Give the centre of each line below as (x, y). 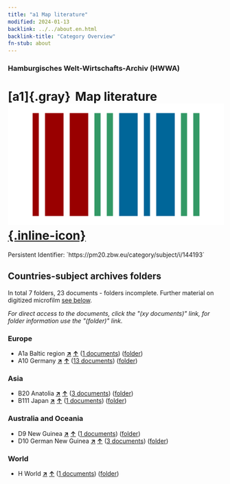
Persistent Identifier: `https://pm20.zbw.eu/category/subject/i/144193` (106, 255)
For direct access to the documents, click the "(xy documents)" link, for (109, 313)
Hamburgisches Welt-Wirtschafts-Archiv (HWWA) (94, 69)
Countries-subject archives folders (85, 276)
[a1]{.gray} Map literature (82, 97)
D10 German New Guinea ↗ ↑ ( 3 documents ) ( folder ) (93, 441)
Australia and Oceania (46, 419)
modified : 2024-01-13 (39, 22)
